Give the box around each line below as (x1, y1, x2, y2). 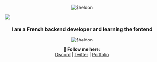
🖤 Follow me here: (63, 46, 100, 52)
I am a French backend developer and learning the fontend (11, 26, 153, 33)
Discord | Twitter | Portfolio (55, 52, 109, 58)
